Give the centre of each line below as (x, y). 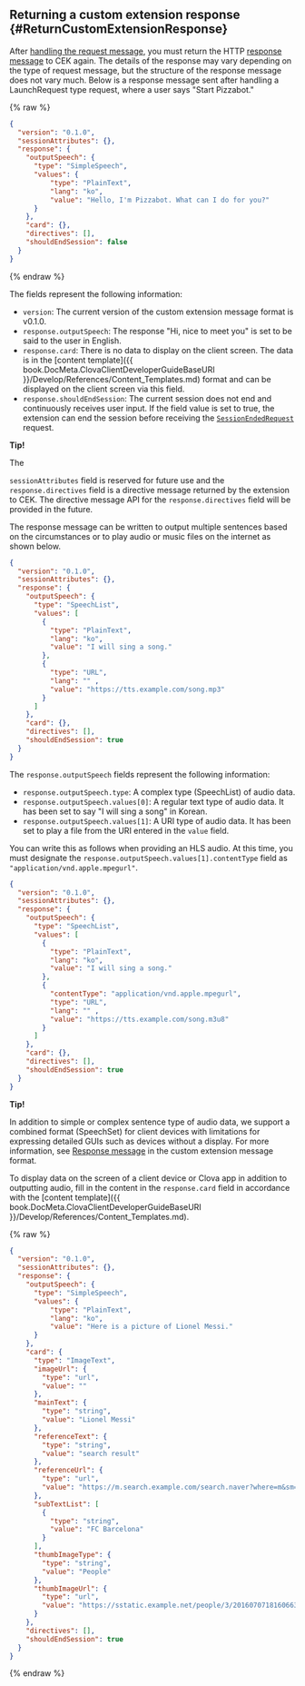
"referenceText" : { (70, 1436)
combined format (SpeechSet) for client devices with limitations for (135, 1131)
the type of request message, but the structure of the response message (146, 70)
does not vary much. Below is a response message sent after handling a (144, 80)
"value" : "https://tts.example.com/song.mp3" (137, 689)
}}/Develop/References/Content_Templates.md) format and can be (147, 379)
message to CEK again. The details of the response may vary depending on (151, 60)
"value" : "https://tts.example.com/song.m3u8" (139, 1019)
